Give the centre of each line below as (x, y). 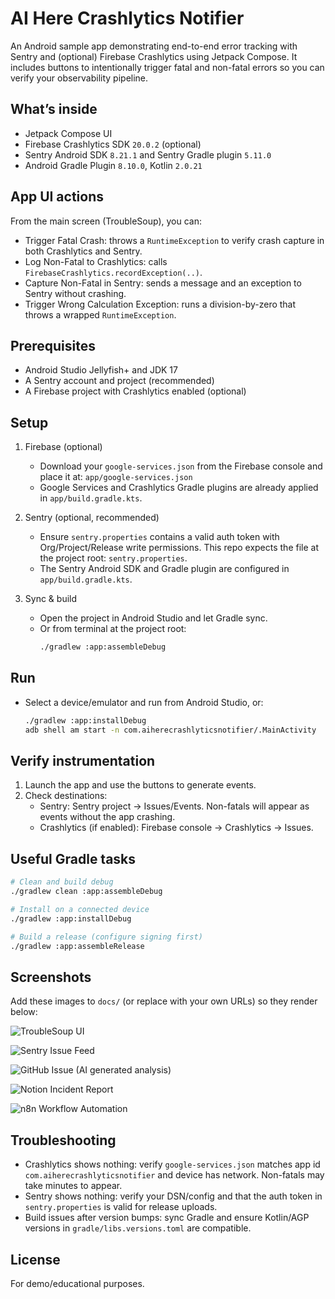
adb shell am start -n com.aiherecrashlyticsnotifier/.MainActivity (170, 730)
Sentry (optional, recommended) (92, 518)
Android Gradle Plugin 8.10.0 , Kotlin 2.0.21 (113, 165)
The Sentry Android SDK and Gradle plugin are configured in (164, 569)
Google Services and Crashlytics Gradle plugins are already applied (179, 488)
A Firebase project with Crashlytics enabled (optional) (135, 391)
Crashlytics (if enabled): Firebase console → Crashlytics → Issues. (176, 828)
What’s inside (54, 109)
